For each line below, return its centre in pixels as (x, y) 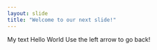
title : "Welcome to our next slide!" (62, 20)
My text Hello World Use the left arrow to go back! (79, 39)
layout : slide (28, 13)
